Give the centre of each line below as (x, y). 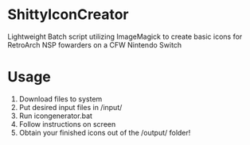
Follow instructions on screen (67, 124)
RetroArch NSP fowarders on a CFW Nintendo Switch (95, 44)
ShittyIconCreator (68, 15)
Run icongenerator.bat (56, 116)
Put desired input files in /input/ (70, 107)
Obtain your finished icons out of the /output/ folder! (105, 132)
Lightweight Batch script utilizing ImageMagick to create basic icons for (125, 36)
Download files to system (61, 99)
